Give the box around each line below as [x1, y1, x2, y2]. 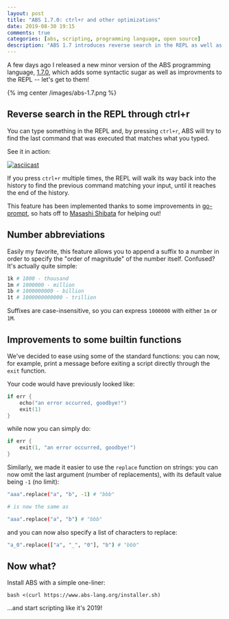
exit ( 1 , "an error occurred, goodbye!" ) [19, 444, 136, 452]
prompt [7, 209, 28, 217]
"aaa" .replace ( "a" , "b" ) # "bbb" [7, 515, 103, 522]
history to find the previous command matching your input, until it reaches [7, 181, 216, 189]
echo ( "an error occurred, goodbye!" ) [19, 399, 128, 406]
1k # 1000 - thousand [7, 275, 69, 282]
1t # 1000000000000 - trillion [7, 294, 97, 301]
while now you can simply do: [7, 425, 91, 433]
